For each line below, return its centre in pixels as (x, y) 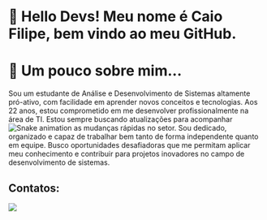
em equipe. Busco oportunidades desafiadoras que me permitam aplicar (129, 145)
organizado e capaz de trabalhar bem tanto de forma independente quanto (133, 136)
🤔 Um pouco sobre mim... (95, 71)
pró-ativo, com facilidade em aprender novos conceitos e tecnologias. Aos (133, 102)
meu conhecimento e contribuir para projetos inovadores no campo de (127, 154)
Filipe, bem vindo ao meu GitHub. (123, 34)
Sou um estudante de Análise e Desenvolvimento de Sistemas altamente (129, 93)
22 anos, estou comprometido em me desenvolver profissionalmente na (129, 111)
